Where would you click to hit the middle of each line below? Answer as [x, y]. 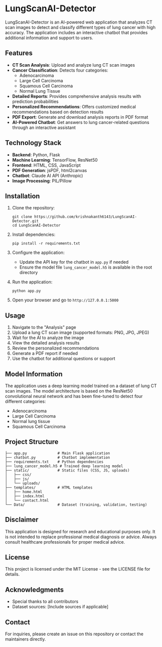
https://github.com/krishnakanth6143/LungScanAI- [85, 217]
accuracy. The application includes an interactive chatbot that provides [76, 32]
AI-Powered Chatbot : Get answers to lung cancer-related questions [81, 122]
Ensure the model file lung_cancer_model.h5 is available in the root [86, 267]
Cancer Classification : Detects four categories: [60, 70]
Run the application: [32, 282]
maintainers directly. [26, 639]
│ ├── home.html [24, 492]
